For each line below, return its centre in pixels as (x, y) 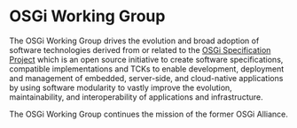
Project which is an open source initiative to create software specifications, (146, 59)
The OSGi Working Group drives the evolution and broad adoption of (134, 41)
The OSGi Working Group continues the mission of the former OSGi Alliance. (148, 114)
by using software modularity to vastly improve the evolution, (121, 87)
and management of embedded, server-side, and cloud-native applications (146, 78)
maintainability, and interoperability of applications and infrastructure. (136, 97)
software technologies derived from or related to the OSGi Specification (140, 49)
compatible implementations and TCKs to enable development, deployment (147, 69)
